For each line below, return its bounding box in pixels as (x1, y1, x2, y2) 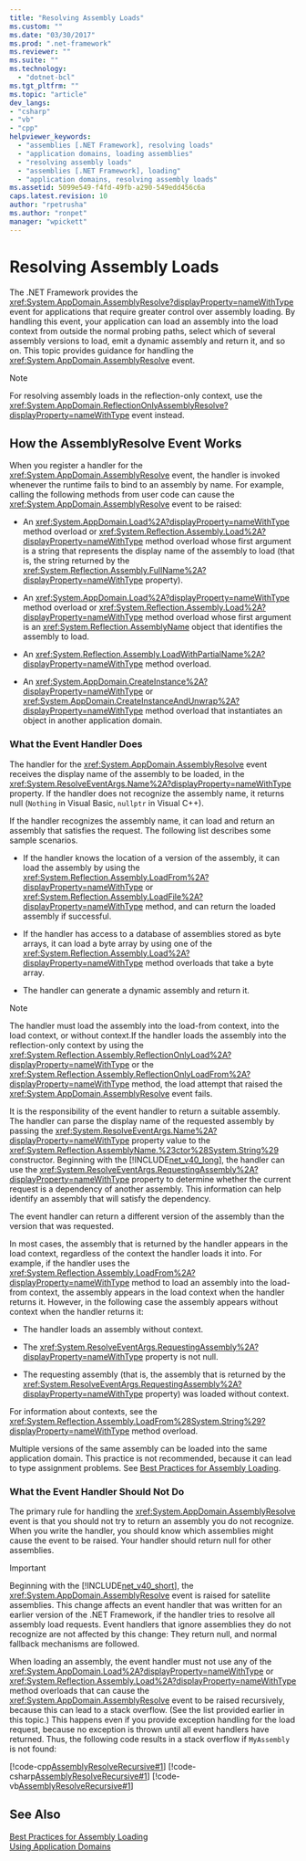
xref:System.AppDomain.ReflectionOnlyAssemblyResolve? (9, 399, 229, 411)
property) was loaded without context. (145, 1388, 290, 1399)
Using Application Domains (9, 1841, 111, 1852)
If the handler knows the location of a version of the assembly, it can (22, 852, 280, 863)
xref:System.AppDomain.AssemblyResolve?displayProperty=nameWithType (9, 296, 294, 307)
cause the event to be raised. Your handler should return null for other (9, 1535, 271, 1546)
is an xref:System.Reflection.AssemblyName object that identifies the (22, 622, 283, 633)
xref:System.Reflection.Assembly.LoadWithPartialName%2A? (35, 649, 266, 660)
